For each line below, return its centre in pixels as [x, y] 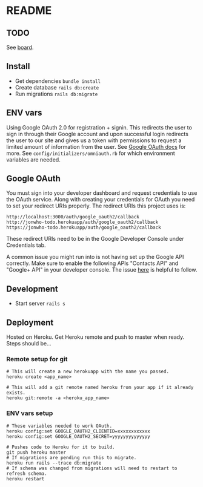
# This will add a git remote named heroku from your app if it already [100, 388]
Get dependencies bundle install [58, 81]
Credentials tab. [26, 245]
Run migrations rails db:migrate [56, 94]
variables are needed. [33, 159]
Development [32, 289]
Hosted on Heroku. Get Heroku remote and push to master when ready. [95, 337]
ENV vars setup [30, 413]
